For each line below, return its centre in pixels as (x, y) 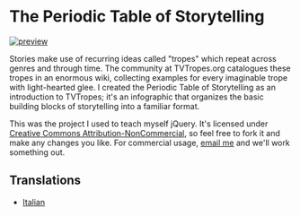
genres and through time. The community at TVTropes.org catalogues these (150, 68)
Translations (45, 181)
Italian (34, 202)
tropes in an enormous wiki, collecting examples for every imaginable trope (149, 77)
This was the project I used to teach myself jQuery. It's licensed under (139, 124)
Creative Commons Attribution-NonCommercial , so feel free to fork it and (145, 133)
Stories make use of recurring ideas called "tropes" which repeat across (143, 58)
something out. (37, 152)
